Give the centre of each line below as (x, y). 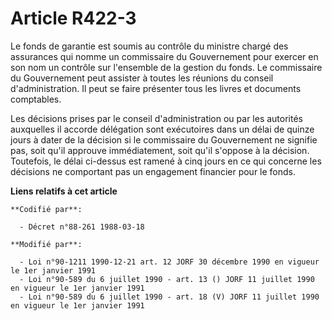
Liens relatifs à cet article (64, 191)
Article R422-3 (73, 18)
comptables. (36, 99)
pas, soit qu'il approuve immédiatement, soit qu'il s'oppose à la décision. (160, 150)
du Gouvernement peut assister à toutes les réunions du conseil (142, 78)
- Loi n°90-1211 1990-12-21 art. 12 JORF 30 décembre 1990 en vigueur (169, 262)
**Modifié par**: (46, 244)
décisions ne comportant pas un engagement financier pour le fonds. (153, 171)
